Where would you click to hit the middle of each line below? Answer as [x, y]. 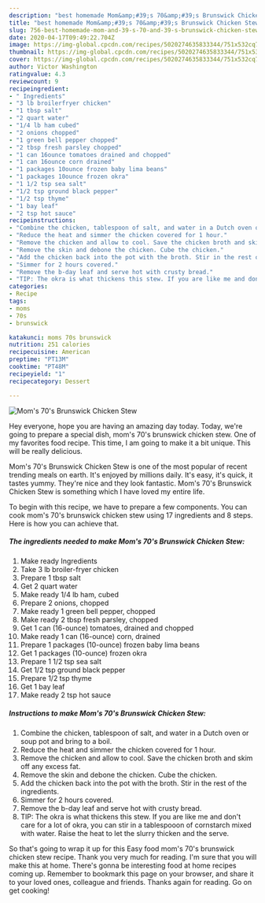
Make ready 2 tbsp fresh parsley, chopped [89, 620]
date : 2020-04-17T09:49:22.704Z [62, 37]
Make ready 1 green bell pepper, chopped [88, 611]
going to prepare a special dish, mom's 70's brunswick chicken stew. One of [132, 434]
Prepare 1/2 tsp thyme [56, 678]
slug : [18, 30]
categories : [28, 287]
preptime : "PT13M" [39, 359]
